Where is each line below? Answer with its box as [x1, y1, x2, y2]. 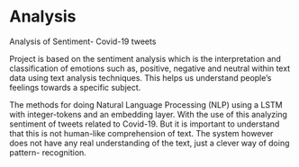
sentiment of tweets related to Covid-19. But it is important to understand [9, 119, 280, 129]
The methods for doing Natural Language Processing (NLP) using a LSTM [9, 99, 283, 110]
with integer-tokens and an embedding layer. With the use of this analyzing [9, 109, 288, 119]
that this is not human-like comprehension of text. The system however [9, 127, 274, 138]
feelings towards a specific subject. [9, 82, 141, 92]
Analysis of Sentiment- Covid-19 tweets [9, 36, 157, 47]
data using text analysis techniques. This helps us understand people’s [9, 72, 272, 83]
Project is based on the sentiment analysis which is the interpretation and [9, 53, 282, 64]
